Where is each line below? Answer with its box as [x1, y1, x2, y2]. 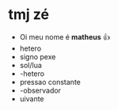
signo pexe [19, 51, 56, 61]
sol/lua [19, 60, 42, 70]
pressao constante [19, 77, 81, 86]
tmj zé [8, 6, 50, 24]
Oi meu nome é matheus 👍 [19, 32, 111, 41]
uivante [19, 93, 45, 104]
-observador [19, 85, 62, 95]
